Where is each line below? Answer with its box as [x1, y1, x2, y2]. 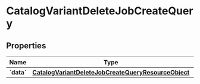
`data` [9, 69, 27, 76]
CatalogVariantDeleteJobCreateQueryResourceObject [32, 69, 190, 76]
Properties [6, 41, 46, 51]
